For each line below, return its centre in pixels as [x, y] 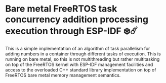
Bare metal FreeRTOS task [61, 9]
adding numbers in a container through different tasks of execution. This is [83, 54]
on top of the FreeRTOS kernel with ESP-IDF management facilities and [79, 64]
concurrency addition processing [77, 19]
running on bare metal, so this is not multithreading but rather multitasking [82, 59]
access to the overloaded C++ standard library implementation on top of [81, 70]
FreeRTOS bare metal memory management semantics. [63, 75]
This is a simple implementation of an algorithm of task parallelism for [78, 48]
